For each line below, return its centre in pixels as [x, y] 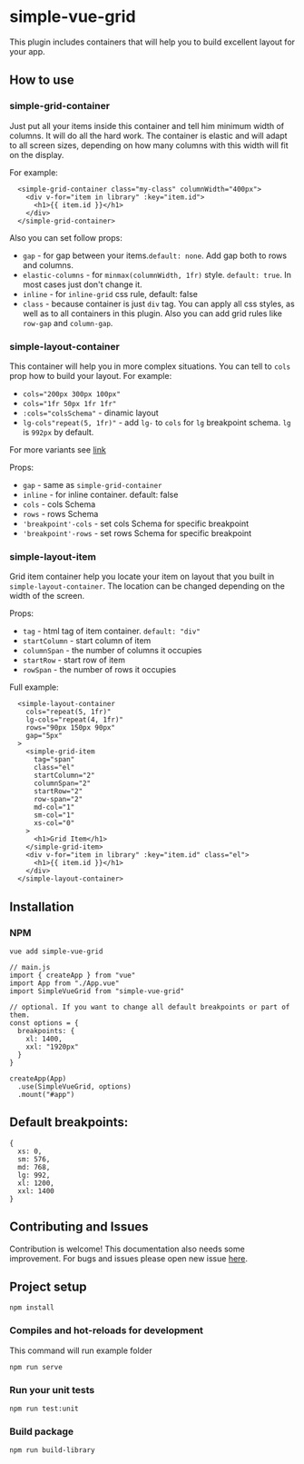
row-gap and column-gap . [68, 323]
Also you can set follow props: [66, 237]
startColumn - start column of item [87, 641]
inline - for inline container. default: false [100, 494]
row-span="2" [58, 800]
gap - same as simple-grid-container [92, 484]
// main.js [30, 967]
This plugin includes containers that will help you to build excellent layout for [152, 42]
